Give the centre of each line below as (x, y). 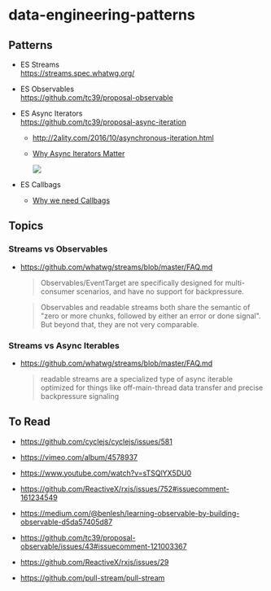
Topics (26, 226)
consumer (57, 291)
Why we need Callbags (71, 200)
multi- (235, 282)
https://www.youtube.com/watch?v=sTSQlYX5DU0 (106, 473)
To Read (29, 422)
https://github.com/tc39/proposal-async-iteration (103, 122)
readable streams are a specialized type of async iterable (137, 379)
